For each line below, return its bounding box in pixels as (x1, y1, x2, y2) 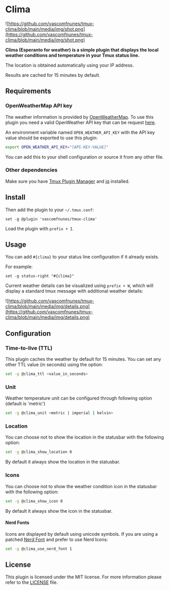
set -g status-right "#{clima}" (5, 274, 74, 279)
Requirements (5, 87, 51, 96)
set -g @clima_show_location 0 (5, 449, 72, 455)
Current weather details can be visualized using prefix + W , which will (5, 282, 154, 289)
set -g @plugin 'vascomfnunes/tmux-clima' (5, 216, 97, 222)
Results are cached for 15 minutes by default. (5, 72, 101, 78)
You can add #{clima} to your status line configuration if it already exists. (5, 254, 160, 260)
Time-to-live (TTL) (5, 344, 53, 352)
